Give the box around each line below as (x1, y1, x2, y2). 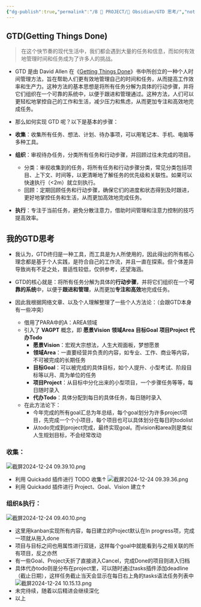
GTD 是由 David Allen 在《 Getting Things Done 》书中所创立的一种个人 (14, 68, 188, 75)
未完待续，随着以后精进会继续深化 (14, 587, 100, 594)
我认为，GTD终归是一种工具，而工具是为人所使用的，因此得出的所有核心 (14, 250, 194, 258)
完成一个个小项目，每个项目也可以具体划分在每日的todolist (49, 417, 193, 424)
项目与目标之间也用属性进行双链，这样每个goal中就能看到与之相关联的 (14, 542, 189, 549)
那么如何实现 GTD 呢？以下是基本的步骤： (14, 118, 119, 125)
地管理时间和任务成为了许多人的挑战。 (20, 55, 116, 62)
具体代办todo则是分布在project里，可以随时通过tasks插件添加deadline (14, 564, 189, 572)
